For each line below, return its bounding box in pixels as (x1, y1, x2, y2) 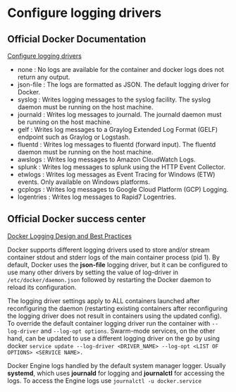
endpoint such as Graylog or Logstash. (17, 133, 130, 141)
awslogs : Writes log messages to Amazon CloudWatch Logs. (17, 155, 196, 164)
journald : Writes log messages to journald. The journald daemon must (17, 111, 222, 118)
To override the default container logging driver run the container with (7, 319, 211, 327)
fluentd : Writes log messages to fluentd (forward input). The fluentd (17, 140, 216, 149)
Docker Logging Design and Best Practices (7, 231, 132, 240)
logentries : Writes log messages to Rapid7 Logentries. (17, 192, 177, 201)
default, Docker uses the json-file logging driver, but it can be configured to (7, 260, 228, 269)
